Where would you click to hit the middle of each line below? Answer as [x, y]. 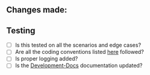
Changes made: [37, 10]
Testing [21, 31]
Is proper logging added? [46, 59]
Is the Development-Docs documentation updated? [79, 65]
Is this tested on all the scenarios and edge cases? [78, 45]
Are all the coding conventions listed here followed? [79, 52]
